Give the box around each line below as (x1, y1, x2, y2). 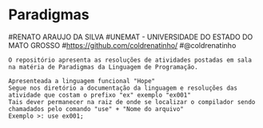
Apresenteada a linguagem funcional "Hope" (8, 77, 156, 85)
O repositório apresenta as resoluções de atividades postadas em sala (8, 56, 252, 64)
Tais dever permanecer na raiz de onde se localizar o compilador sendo (8, 98, 256, 106)
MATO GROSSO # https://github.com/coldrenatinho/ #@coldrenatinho (8, 40, 237, 50)
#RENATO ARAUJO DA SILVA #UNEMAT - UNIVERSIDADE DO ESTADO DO (8, 32, 253, 42)
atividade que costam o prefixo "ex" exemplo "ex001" (8, 90, 192, 99)
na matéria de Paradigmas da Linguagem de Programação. (8, 62, 198, 71)
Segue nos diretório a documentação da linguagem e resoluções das (8, 84, 238, 92)
